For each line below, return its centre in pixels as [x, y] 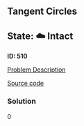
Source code [25, 84]
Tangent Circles [42, 11]
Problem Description [36, 70]
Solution [22, 102]
